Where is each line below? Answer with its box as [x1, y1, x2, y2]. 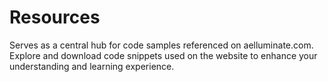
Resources [9, 6, 101, 29]
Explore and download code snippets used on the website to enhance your [9, 49, 318, 61]
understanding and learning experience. [9, 60, 175, 72]
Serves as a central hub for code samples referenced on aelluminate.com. [9, 39, 314, 51]
